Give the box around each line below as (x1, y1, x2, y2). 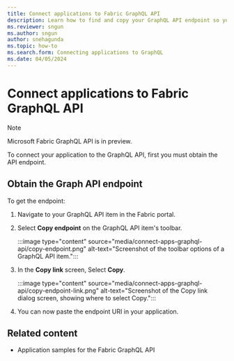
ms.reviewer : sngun (7, 23, 64, 30)
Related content (7, 327, 78, 339)
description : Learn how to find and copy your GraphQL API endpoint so (7, 17, 219, 24)
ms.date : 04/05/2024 (7, 56, 68, 63)
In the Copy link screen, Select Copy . (17, 266, 125, 274)
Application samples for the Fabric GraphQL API (17, 346, 155, 354)
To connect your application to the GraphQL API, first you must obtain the (7, 151, 218, 159)
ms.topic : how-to (7, 43, 58, 49)
